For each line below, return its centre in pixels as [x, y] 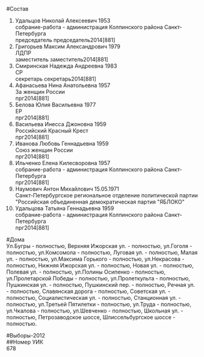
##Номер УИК [25, 342]
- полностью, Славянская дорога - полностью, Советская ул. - [88, 291]
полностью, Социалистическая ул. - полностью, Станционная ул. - [94, 298]
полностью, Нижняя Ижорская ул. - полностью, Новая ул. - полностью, [100, 265]
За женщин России [40, 92]
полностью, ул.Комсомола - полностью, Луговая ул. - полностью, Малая [102, 253]
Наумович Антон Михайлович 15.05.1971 [67, 189]
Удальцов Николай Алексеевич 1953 [63, 20]
